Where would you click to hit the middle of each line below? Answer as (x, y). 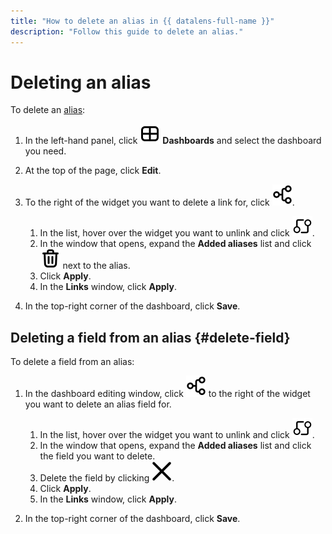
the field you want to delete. (97, 456)
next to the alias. (96, 266)
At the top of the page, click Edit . (93, 171)
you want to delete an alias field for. (98, 404)
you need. (45, 151)
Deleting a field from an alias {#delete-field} (150, 337)
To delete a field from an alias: (72, 362)
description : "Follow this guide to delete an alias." (127, 31)
